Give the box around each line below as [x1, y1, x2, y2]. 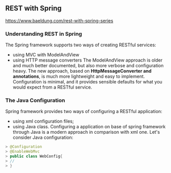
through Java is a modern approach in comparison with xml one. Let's [12, 129, 160, 135]
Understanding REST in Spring [5, 30, 83, 37]
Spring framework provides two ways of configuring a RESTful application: [5, 108, 162, 114]
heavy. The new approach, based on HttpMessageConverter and [12, 68, 152, 74]
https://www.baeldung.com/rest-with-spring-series [5, 17, 113, 23]
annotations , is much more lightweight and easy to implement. [12, 73, 145, 79]
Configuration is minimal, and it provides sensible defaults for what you [12, 79, 162, 85]
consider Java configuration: [12, 134, 74, 140]
